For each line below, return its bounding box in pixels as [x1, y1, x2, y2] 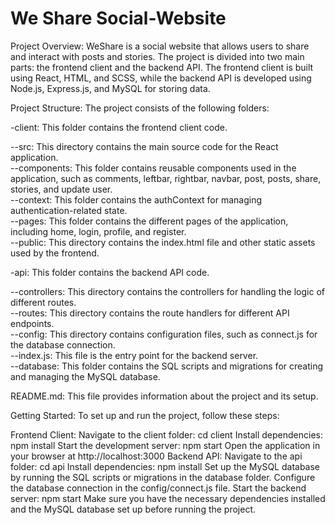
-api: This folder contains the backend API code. [10, 266, 210, 278]
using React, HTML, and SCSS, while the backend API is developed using [10, 72, 312, 84]
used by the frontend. [10, 247, 100, 259]
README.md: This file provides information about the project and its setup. [10, 390, 319, 402]
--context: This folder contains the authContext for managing [10, 193, 263, 206]
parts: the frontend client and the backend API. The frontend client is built [10, 61, 314, 73]
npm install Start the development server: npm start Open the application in [10, 439, 321, 451]
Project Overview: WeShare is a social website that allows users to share [10, 40, 310, 52]
